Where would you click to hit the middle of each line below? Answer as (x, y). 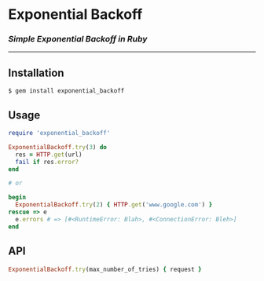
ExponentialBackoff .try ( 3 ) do (58, 147)
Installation (36, 73)
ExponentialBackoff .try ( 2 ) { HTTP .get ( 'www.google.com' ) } (114, 205)
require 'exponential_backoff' (59, 133)
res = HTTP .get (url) (49, 155)
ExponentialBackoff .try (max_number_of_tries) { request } (105, 269)
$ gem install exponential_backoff (66, 91)
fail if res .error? (47, 162)
